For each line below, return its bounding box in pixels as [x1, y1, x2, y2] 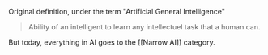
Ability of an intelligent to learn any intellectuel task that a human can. [28, 22, 261, 31]
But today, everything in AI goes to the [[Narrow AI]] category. [8, 37, 216, 47]
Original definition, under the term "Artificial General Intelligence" [8, 7, 225, 16]
